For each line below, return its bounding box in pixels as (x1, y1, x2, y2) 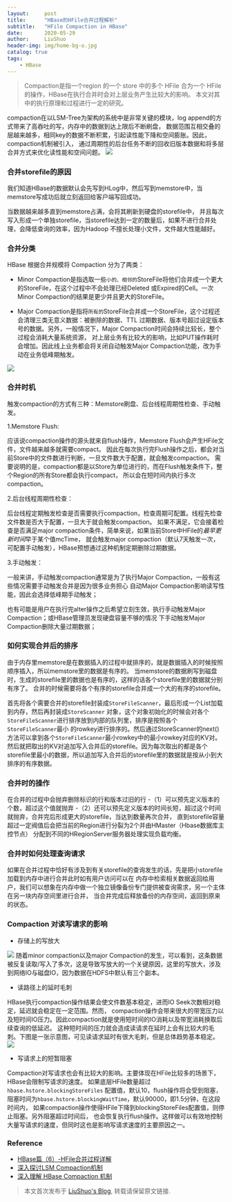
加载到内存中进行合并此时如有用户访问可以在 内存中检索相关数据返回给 (7, 874, 209, 882)
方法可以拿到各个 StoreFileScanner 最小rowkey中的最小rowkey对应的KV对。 (7, 733, 222, 741)
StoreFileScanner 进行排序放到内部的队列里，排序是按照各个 (7, 716, 178, 724)
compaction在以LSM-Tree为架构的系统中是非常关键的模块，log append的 (7, 113, 216, 122)
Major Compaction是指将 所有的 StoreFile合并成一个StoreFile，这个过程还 (17, 307, 221, 315)
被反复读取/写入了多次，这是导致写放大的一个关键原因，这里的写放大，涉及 (7, 959, 222, 968)
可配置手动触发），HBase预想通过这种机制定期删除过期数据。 (7, 544, 180, 552)
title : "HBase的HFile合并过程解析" (7, 17, 118, 24)
